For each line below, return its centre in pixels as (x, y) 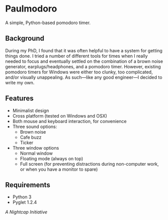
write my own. (20, 82)
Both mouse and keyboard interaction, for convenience (69, 121)
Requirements (28, 185)
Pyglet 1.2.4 (25, 202)
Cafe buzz (31, 137)
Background (25, 38)
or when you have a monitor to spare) (59, 169)
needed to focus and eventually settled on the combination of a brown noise (84, 61)
